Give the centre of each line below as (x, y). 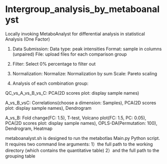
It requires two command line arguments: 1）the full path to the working (79, 144)
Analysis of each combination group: (50, 83)
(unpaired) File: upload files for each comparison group (69, 54)
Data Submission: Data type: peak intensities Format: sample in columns (87, 49)
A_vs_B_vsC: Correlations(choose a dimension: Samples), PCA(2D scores (81, 103)
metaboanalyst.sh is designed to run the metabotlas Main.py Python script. (83, 138)
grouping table (20, 156)
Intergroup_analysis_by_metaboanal (82, 9)
